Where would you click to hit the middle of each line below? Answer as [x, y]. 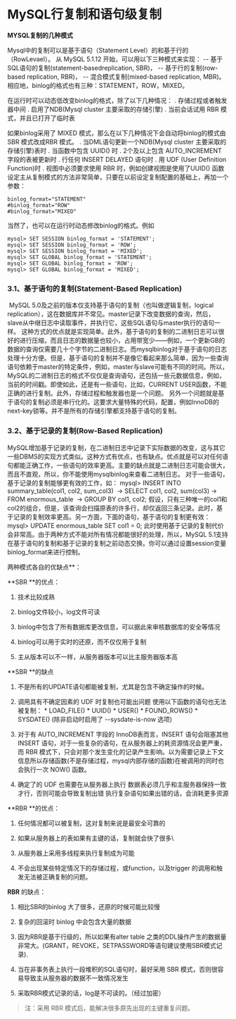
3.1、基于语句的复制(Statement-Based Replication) [95, 288]
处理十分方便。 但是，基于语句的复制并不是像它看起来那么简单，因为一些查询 [118, 358]
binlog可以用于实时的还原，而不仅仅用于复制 [82, 642]
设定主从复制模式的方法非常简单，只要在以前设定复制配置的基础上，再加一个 [118, 177]
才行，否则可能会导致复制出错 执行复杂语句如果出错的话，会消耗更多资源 [123, 793]
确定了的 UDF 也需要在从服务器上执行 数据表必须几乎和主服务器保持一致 [122, 784]
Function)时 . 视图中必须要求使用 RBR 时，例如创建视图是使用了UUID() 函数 [116, 168]
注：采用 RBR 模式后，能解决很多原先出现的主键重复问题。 [109, 1008]
